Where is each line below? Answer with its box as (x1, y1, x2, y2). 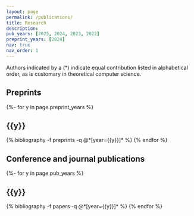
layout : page (6, 8, 39, 15)
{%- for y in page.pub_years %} (6, 169, 84, 177)
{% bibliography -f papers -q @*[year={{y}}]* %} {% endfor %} (6, 203, 163, 209)
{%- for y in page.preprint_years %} (6, 103, 94, 110)
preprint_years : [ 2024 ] (6, 36, 65, 42)
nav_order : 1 (6, 48, 39, 54)
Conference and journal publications (6, 153, 145, 164)
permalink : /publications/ (6, 14, 73, 20)
